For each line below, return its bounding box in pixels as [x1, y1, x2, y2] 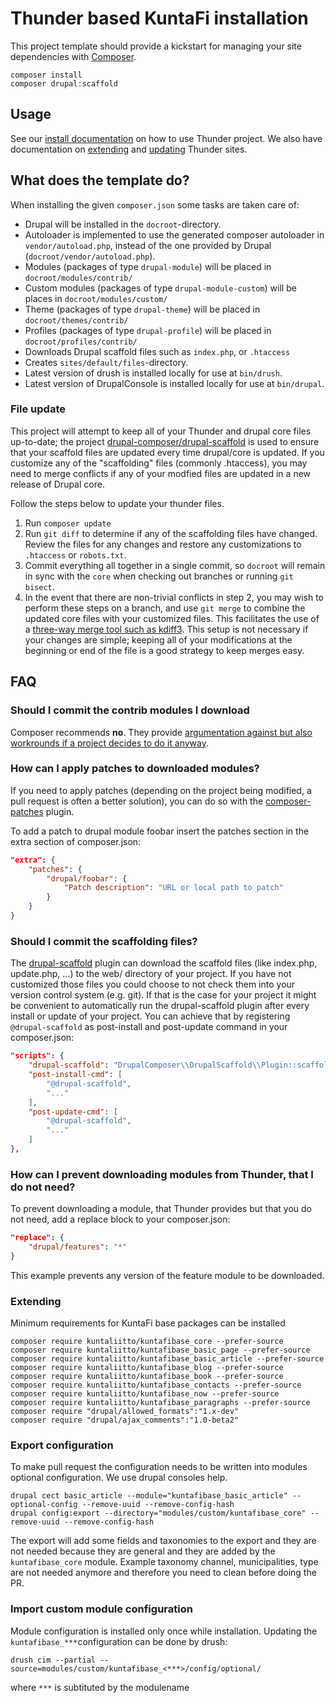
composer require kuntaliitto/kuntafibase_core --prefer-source [10, 1337, 284, 1347]
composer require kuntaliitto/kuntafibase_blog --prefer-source [10, 1363, 284, 1373]
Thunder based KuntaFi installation [10, 7, 309, 30]
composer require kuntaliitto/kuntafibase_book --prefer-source [10, 1372, 284, 1382]
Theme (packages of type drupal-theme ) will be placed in [24, 303, 261, 315]
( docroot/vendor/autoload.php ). [24, 250, 156, 262]
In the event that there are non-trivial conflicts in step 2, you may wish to [24, 591, 324, 603]
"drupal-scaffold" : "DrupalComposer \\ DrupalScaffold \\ [28, 1060, 262, 1071]
